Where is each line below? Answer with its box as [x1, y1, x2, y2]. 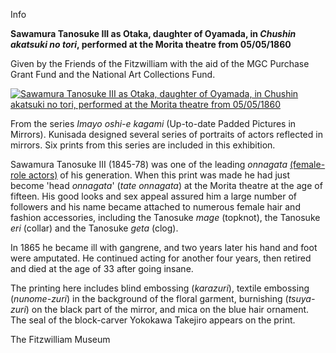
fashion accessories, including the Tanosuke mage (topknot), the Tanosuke [10, 212, 321, 223]
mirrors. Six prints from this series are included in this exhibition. [10, 139, 276, 151]
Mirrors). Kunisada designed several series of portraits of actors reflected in [10, 129, 323, 140]
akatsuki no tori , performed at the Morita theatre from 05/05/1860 [10, 39, 292, 50]
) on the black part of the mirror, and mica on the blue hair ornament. [25, 304, 310, 315]
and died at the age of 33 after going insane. [10, 263, 194, 274]
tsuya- [288, 293, 316, 304]
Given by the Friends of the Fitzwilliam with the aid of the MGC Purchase [10, 58, 310, 69]
